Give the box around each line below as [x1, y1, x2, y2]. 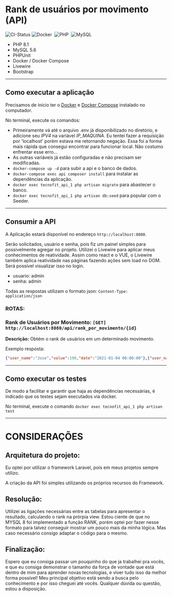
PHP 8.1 [12, 41, 29, 47]
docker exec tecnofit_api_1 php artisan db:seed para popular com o [12, 192, 161, 198]
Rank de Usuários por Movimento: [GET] [5, 319, 106, 326]
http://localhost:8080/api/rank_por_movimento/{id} [5, 325, 137, 331]
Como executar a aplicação [5, 88, 95, 97]
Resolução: [5, 495, 42, 503]
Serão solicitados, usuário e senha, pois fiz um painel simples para [5, 241, 146, 247]
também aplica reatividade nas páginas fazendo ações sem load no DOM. [5, 257, 161, 263]
